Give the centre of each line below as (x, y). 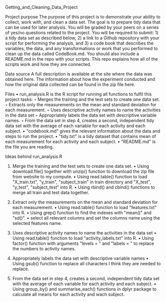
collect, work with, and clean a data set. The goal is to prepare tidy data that (83, 22)
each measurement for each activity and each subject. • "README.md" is (81, 142)
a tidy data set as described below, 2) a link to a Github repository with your (82, 38)
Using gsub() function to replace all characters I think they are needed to (86, 264)
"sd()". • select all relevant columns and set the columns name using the (86, 218)
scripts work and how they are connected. (48, 64)
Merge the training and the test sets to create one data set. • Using (81, 166)
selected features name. (37, 223)
